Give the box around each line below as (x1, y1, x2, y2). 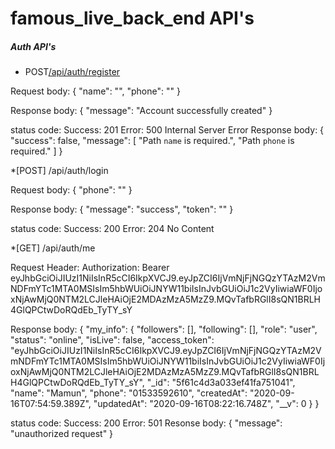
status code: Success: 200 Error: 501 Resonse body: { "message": (10, 417, 283, 429)
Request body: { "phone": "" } (10, 184, 133, 196)
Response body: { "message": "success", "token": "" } (10, 203, 234, 216)
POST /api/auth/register (24, 66, 121, 78)
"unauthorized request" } (10, 428, 114, 440)
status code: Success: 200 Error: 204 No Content (10, 223, 215, 235)
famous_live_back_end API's (10, 7, 255, 30)
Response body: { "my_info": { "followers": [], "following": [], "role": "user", (10, 323, 318, 336)
